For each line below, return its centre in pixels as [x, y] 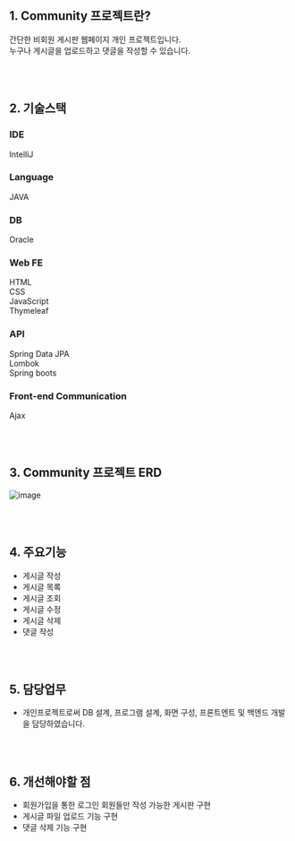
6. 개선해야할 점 [50, 781]
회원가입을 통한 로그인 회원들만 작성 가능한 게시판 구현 [117, 805]
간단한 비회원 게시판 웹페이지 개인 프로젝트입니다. [95, 39]
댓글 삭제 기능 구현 [55, 828]
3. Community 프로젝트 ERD [86, 473]
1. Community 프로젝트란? [80, 16]
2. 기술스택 [38, 109]
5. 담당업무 [38, 689]
